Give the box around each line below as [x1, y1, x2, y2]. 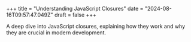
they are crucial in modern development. [6, 29, 107, 36]
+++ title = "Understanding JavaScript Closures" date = [6, 5, 144, 12]
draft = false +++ [54, 11, 97, 18]
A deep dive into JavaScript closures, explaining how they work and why [6, 23, 186, 30]
